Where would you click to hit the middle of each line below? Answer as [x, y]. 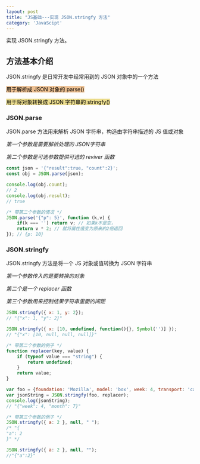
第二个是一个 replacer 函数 [39, 289]
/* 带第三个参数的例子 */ [34, 417]
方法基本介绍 [30, 61]
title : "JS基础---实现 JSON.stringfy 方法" [58, 17]
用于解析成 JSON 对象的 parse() [45, 90]
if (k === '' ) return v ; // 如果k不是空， [66, 223]
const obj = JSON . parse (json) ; [45, 174]
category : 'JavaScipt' [34, 23]
